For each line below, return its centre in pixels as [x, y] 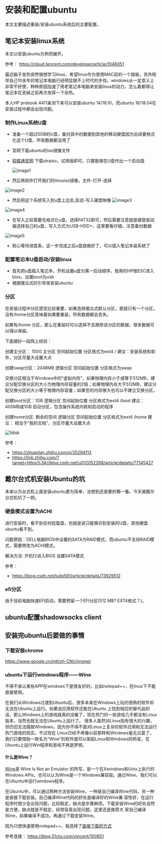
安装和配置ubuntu [41, 10]
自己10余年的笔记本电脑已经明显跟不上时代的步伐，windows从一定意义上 [82, 80]
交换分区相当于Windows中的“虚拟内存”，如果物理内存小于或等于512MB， [78, 378]
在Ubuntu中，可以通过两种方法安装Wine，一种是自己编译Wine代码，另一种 [80, 791]
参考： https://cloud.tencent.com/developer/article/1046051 [65, 64]
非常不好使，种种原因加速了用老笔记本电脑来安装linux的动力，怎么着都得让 [80, 86]
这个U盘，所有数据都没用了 [44, 140]
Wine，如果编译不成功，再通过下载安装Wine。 [51, 815]
